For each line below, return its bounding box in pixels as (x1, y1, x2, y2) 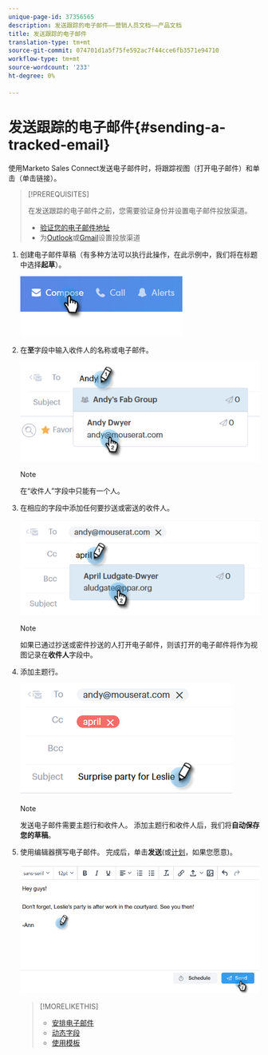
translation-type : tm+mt (8, 38, 91, 46)
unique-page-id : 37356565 (8, 13, 94, 21)
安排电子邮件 (51, 1018, 94, 1028)
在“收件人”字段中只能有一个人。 (19, 486, 125, 496)
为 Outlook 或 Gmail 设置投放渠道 (39, 233, 141, 242)
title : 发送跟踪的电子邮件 (8, 30, 88, 38)
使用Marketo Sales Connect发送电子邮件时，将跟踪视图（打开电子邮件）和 (8, 163, 253, 173)
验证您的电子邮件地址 (39, 222, 110, 232)
